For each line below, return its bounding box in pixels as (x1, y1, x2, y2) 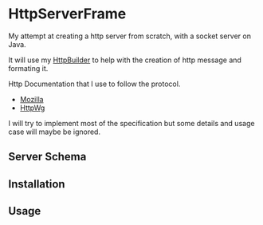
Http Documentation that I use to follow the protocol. (8, 79, 181, 89)
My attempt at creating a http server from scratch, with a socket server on (8, 31, 251, 41)
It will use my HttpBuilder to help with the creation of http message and (8, 55, 241, 65)
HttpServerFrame (8, 5, 127, 23)
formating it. (8, 63, 49, 73)
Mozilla (19, 94, 44, 104)
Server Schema (8, 150, 87, 164)
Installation (8, 177, 65, 191)
